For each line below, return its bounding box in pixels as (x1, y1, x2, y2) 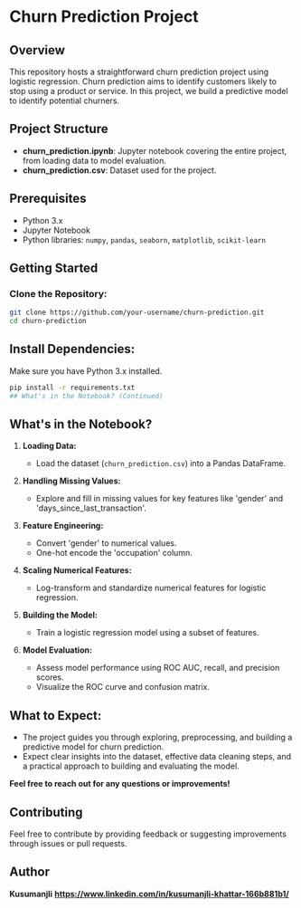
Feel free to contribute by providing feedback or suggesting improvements (9, 828, 287, 839)
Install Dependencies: (9, 341, 136, 357)
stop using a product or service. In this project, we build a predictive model (9, 86, 288, 96)
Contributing (9, 804, 83, 820)
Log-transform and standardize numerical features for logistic (35, 582, 267, 594)
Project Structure (9, 121, 108, 137)
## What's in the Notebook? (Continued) (9, 391, 165, 400)
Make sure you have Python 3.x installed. (9, 365, 163, 377)
